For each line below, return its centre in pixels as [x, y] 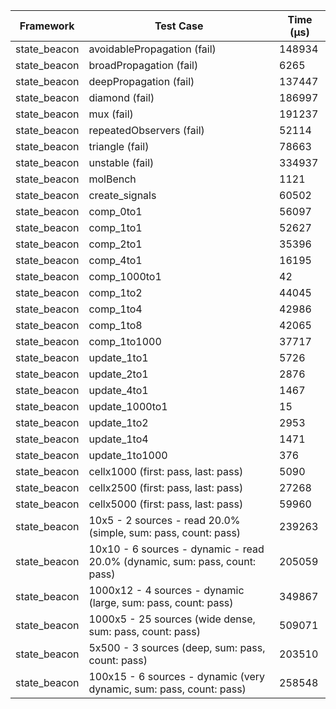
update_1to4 [118, 439]
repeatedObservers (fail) [146, 130]
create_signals [122, 195]
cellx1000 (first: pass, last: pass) [166, 471]
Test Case [179, 26]
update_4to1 [118, 390]
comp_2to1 [115, 244]
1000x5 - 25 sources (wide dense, [172, 619]
